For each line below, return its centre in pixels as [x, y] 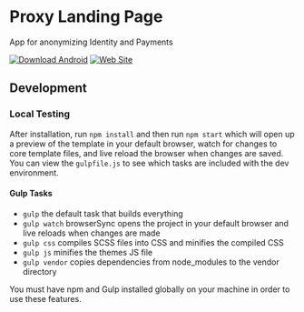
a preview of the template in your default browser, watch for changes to [143, 144]
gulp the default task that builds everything [103, 213]
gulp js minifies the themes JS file [88, 252]
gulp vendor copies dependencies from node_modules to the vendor [151, 262]
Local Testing [40, 114]
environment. [34, 172]
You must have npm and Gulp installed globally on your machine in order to [150, 289]
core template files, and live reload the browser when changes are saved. [147, 153]
